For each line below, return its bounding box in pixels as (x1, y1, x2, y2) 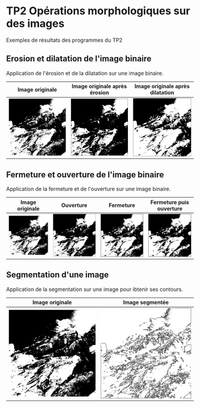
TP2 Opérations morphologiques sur (6, 4, 190, 18)
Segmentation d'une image (6, 270, 109, 280)
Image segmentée (123, 299, 169, 306)
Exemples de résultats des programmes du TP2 (6, 36, 123, 43)
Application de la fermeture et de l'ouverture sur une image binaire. (6, 186, 171, 193)
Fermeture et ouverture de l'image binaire (6, 170, 164, 180)
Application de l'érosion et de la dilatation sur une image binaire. (6, 70, 164, 77)
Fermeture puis (150, 198, 189, 206)
